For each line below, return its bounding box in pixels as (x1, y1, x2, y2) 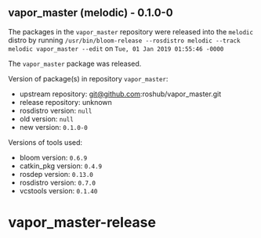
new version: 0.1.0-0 (19, 122, 88, 132)
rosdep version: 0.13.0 (19, 169, 94, 178)
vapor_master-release (8, 214, 157, 231)
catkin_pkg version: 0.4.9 (19, 160, 103, 171)
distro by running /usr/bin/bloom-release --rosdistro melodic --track (8, 35, 241, 45)
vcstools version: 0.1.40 (19, 186, 98, 195)
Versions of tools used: (8, 137, 83, 147)
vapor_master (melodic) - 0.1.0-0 (8, 6, 174, 20)
